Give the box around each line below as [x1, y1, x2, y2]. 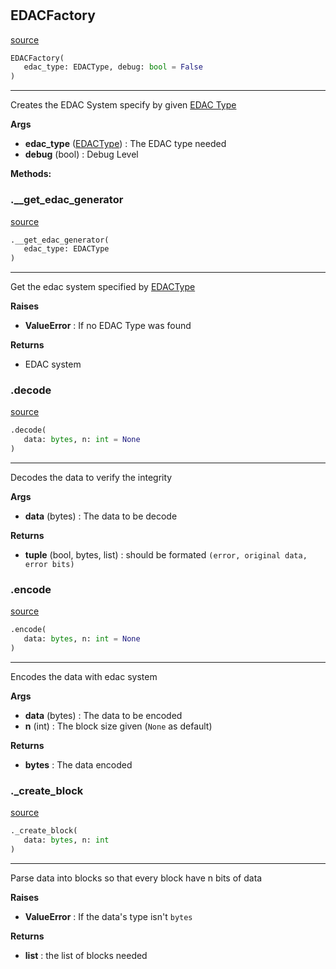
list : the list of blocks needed [24, 949, 148, 961]
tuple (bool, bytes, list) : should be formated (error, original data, [24, 549, 308, 561]
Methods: [10, 168, 52, 180]
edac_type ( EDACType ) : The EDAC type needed [24, 138, 227, 150]
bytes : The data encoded [24, 759, 133, 771]
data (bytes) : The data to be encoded [24, 710, 183, 721]
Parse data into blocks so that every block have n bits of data [10, 872, 263, 884]
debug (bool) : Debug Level [24, 148, 139, 161]
